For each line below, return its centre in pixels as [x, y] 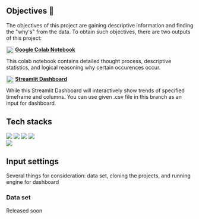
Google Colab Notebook [45, 49]
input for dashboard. [31, 103]
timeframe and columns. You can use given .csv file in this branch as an [94, 96]
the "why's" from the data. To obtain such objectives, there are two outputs [98, 32]
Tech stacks [29, 122]
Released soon [24, 210]
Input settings [33, 162]
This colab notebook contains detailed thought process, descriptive [89, 61]
